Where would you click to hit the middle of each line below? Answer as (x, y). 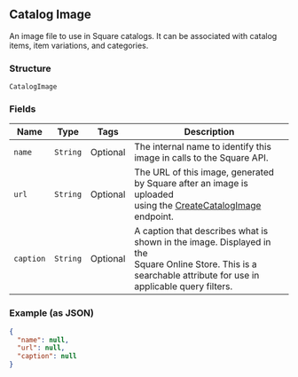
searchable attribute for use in (197, 276)
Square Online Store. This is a (196, 264)
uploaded (154, 194)
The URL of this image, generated (204, 172)
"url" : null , (41, 348)
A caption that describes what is (201, 232)
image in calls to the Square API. (201, 158)
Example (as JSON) (52, 313)
